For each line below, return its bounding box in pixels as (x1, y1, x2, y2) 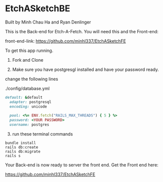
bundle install (5, 140, 36, 146)
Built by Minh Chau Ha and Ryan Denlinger (5, 19, 91, 25)
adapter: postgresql (9, 99, 52, 104)
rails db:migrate (5, 149, 41, 154)
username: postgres (9, 122, 50, 127)
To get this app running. (5, 47, 54, 53)
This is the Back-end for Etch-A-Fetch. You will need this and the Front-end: (5, 28, 159, 34)
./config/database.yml (5, 85, 50, 91)
